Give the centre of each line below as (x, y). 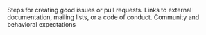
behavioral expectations (42, 24)
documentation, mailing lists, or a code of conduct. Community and (103, 17)
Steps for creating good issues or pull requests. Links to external (100, 10)
